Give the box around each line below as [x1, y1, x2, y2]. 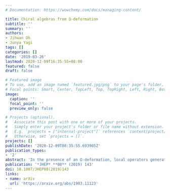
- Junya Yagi [5, 40, 33, 46]
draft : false [5, 68, 33, 73]
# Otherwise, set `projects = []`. [5, 134, 85, 139]
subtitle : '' [5, 21, 33, 26]
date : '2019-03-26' [5, 54, 47, 59]
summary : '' [5, 26, 30, 31]
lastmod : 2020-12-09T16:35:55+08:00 [5, 59, 82, 64]
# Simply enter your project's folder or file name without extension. [5, 125, 164, 130]
